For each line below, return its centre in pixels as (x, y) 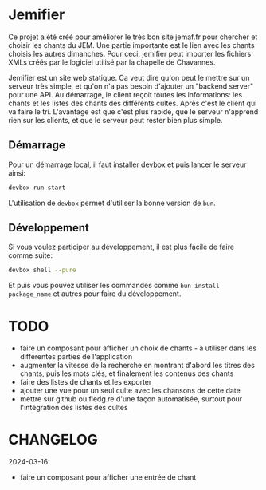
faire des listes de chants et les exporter (86, 382)
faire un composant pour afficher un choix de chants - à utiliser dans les (138, 348)
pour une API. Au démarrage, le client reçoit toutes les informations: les (125, 94)
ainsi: (17, 172)
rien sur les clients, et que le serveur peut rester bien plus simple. (115, 120)
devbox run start (37, 188)
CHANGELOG (53, 440)
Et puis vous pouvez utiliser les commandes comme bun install (114, 286)
